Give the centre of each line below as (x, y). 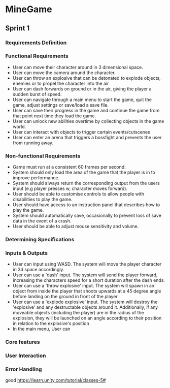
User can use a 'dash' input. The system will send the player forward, (85, 275)
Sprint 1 (18, 28)
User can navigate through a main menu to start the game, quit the (82, 100)
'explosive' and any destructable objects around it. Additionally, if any (85, 307)
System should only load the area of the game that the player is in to (84, 172)
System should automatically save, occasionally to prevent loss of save (87, 216)
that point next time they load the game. (54, 116)
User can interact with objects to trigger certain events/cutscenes (81, 132)
